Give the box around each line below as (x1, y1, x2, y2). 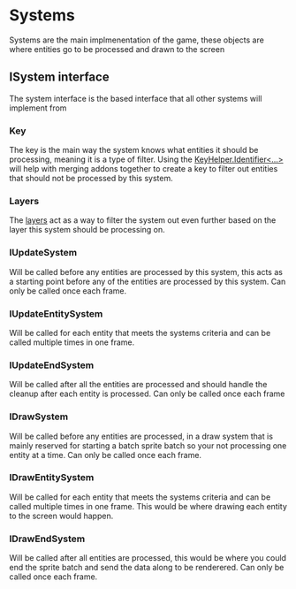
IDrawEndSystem (9, 532, 86, 545)
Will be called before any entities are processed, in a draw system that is (9, 431, 274, 441)
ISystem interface (9, 70, 110, 85)
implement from (9, 103, 67, 113)
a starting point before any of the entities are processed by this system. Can (9, 276, 286, 287)
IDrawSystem (9, 410, 69, 423)
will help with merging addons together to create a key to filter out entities (9, 164, 278, 174)
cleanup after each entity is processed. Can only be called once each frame (9, 388, 285, 399)
